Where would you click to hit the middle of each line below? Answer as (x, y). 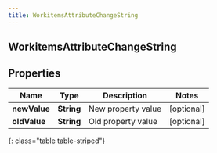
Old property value (123, 121)
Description (125, 95)
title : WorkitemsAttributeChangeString (73, 15)
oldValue (29, 121)
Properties (34, 74)
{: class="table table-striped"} (57, 141)
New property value (125, 109)
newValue (31, 109)
